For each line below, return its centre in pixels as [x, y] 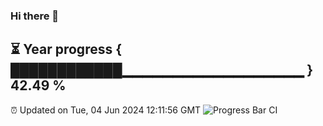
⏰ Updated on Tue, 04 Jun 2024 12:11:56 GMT [106, 110]
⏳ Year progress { [66, 49]
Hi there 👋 [35, 16]
